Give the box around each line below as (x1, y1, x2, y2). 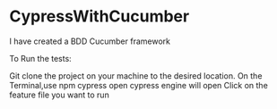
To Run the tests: (9, 53, 72, 63)
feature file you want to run (9, 89, 109, 100)
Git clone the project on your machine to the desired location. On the (9, 70, 263, 81)
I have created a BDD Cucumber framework (9, 36, 170, 46)
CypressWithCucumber (9, 6, 190, 27)
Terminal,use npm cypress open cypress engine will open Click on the (9, 80, 269, 90)
